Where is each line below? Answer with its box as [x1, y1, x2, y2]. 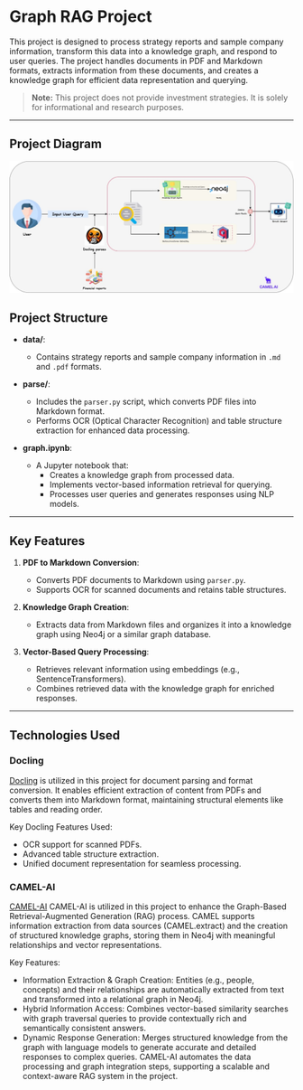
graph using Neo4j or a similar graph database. [35, 629, 212, 640]
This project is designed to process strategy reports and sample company [9, 36, 284, 47]
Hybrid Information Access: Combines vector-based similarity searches [22, 1003, 289, 1014]
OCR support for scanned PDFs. [22, 839, 142, 850]
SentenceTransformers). [35, 673, 126, 684]
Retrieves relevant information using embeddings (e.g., [35, 664, 241, 675]
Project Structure [9, 310, 108, 325]
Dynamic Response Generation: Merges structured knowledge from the [22, 1032, 289, 1043]
